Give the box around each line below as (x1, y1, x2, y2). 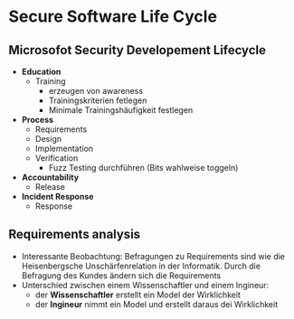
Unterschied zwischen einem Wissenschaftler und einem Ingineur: (21, 279, 270, 290)
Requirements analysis (8, 227, 141, 242)
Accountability (21, 172, 79, 183)
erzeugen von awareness (48, 86, 144, 96)
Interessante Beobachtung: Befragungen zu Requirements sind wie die (21, 250, 286, 261)
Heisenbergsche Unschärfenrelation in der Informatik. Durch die (21, 260, 261, 271)
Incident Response (21, 192, 94, 202)
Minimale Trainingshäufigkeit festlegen (48, 105, 194, 115)
